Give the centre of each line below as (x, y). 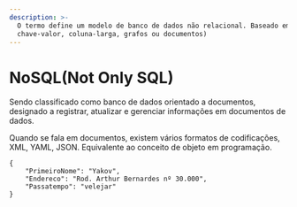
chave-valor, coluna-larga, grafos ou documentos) (112, 34)
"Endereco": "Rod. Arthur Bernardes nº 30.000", (116, 179)
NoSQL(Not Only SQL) (91, 77)
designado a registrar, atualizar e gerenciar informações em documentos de (148, 111)
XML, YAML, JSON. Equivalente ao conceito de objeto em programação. (141, 148)
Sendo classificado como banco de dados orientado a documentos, (133, 102)
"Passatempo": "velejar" (71, 187)
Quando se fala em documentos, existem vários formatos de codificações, (145, 138)
